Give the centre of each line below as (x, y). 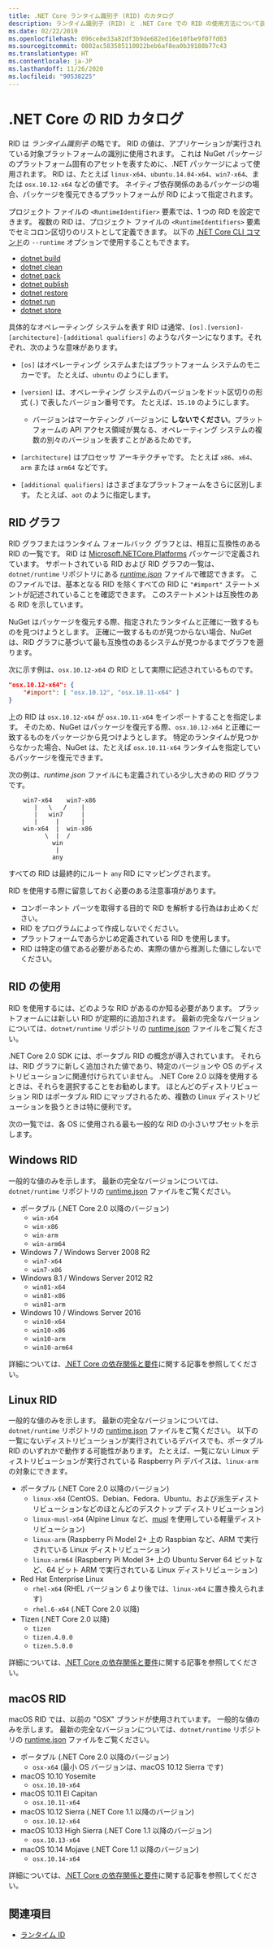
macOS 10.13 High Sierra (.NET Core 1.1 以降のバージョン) (116, 1831)
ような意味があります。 (83, 347)
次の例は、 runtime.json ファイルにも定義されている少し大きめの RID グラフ (134, 775)
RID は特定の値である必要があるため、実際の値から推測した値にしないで (141, 949)
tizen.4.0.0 (52, 1638)
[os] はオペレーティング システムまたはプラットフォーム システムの (133, 364)
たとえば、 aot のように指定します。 (96, 494)
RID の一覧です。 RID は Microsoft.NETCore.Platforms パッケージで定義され (134, 554)
